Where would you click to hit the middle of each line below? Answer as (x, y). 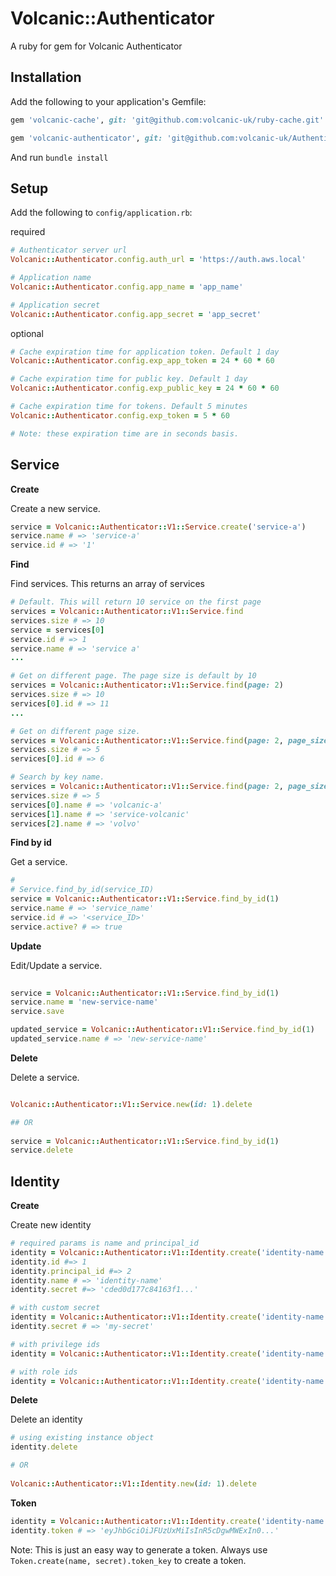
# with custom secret (55, 1308)
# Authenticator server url (69, 250)
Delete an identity (46, 1419)
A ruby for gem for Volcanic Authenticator (96, 46)
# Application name (51, 278)
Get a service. (39, 862)
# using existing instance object (82, 1438)
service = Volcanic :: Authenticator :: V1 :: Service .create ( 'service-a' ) (158, 527)
